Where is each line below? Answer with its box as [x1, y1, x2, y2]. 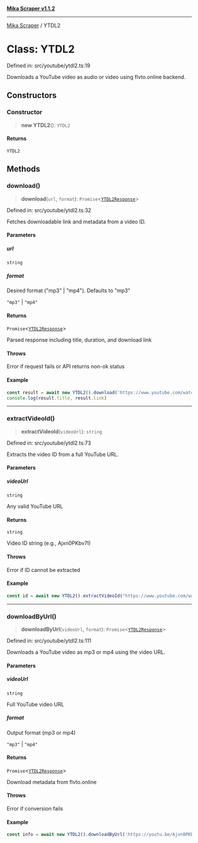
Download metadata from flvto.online [6, 778, 97, 785]
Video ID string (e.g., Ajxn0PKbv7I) [6, 540, 91, 547]
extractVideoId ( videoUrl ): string [21, 428, 102, 435]
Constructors [6, 91, 57, 101]
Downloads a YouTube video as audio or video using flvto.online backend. [6, 73, 186, 80]
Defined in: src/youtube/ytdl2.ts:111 [6, 637, 92, 644]
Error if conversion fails [6, 805, 63, 812]
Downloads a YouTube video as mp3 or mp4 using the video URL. [6, 649, 166, 656]
